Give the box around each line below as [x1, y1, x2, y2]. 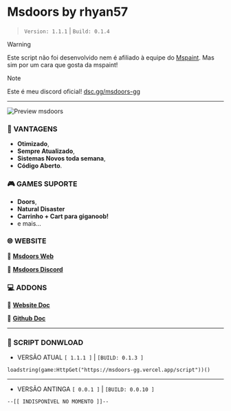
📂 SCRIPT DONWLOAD [7, 338, 84, 347]
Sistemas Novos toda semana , [16, 154, 106, 163]
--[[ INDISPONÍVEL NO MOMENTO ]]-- [7, 399, 109, 406]
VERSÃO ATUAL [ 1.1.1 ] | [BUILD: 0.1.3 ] [16, 353, 144, 362]
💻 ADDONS [7, 283, 47, 292]
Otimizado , [16, 140, 49, 148]
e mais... [16, 219, 41, 227]
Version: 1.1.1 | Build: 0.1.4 [23, 27, 110, 35]
